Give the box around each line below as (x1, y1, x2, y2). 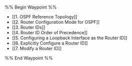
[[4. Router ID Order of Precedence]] (11, 30, 88, 35)
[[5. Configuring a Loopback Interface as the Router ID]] (11, 35, 127, 41)
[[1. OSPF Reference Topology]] (11, 14, 77, 19)
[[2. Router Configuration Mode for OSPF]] (11, 19, 100, 25)
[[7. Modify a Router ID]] (11, 46, 62, 51)
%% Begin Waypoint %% (4, 4, 57, 10)
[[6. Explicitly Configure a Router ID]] (11, 40, 88, 46)
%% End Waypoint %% (4, 55, 53, 61)
